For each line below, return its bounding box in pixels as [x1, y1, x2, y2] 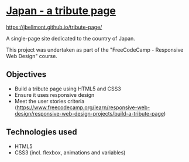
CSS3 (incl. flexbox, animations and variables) [14, 148, 126, 156]
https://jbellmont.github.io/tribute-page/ [6, 23, 102, 31]
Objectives [6, 69, 47, 80]
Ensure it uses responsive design [14, 91, 95, 98]
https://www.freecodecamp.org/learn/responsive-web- [16, 104, 150, 111]
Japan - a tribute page [6, 4, 116, 18]
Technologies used [6, 127, 77, 137]
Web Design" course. [6, 52, 57, 59]
